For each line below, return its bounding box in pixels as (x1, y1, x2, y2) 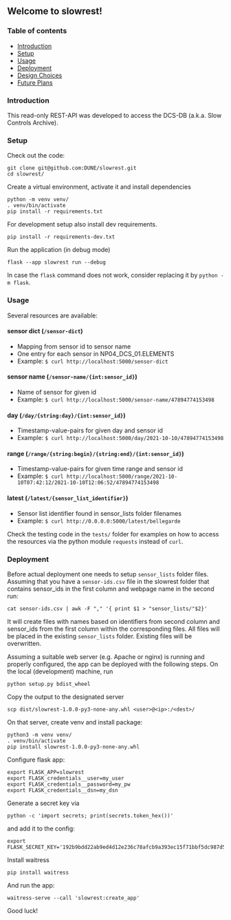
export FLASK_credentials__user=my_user (7, 775, 125, 782)
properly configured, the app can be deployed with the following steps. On (7, 660, 219, 668)
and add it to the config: (7, 824, 76, 833)
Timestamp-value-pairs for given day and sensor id (16, 426, 164, 435)
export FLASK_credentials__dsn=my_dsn (7, 786, 118, 794)
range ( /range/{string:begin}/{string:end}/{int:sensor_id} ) (7, 449, 184, 457)
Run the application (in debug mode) (7, 246, 111, 254)
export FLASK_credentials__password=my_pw (7, 781, 131, 788)
